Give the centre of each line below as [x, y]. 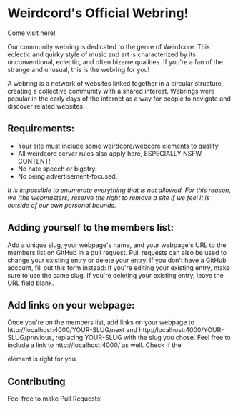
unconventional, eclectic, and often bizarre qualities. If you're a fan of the [115, 61]
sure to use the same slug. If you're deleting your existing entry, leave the [115, 275]
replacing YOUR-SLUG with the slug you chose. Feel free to [143, 338]
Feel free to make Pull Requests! [55, 399]
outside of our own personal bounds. [62, 205]
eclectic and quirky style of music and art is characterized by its [102, 54]
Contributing [36, 381]
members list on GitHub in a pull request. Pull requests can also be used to [117, 252]
